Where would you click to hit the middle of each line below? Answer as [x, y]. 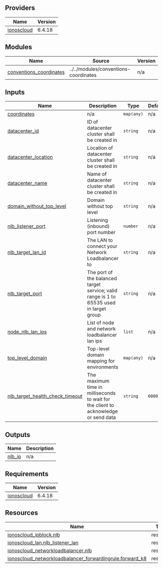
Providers [20, 8]
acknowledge [102, 411]
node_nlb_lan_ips [27, 332]
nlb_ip [14, 457]
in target [97, 309]
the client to [100, 405]
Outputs [18, 435]
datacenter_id [23, 131]
